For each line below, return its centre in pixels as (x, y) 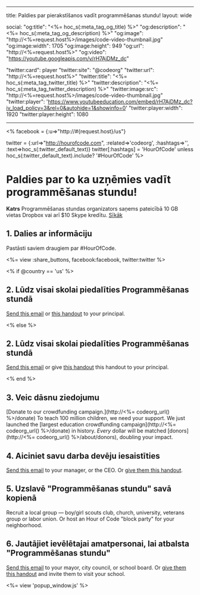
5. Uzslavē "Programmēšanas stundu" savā (89, 489)
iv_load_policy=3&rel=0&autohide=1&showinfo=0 (66, 108)
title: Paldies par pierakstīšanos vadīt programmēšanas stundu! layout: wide (99, 15)
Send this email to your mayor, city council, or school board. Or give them (96, 567)
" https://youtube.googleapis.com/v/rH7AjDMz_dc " (68, 58)
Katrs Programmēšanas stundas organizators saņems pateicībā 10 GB (92, 208)
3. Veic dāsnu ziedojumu (53, 397)
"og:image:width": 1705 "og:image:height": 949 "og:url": (75, 46)
